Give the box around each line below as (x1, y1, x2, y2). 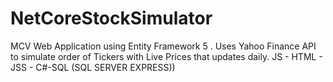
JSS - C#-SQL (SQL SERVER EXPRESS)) (10, 61, 176, 73)
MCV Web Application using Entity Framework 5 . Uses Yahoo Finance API (10, 40, 317, 52)
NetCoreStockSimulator (10, 7, 213, 30)
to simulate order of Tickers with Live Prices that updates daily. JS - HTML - (10, 50, 323, 62)
